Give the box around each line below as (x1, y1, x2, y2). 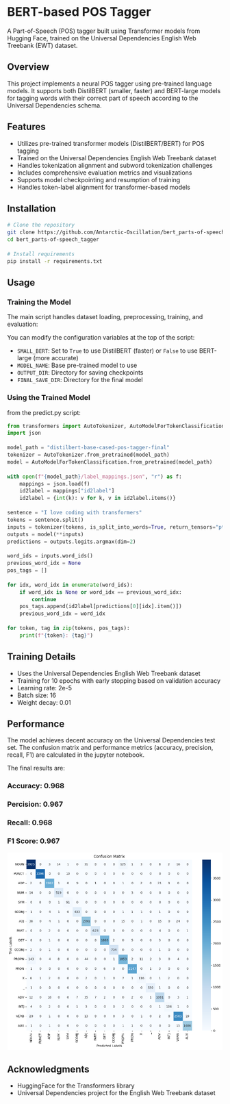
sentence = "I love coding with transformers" (7, 510, 142, 516)
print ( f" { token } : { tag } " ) (19, 631, 94, 639)
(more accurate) (33, 354, 79, 362)
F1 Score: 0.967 (7, 836, 60, 846)
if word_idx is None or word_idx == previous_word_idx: (19, 588, 183, 596)
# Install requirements (7, 251, 75, 258)
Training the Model (7, 297, 71, 307)
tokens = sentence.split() (7, 516, 84, 523)
